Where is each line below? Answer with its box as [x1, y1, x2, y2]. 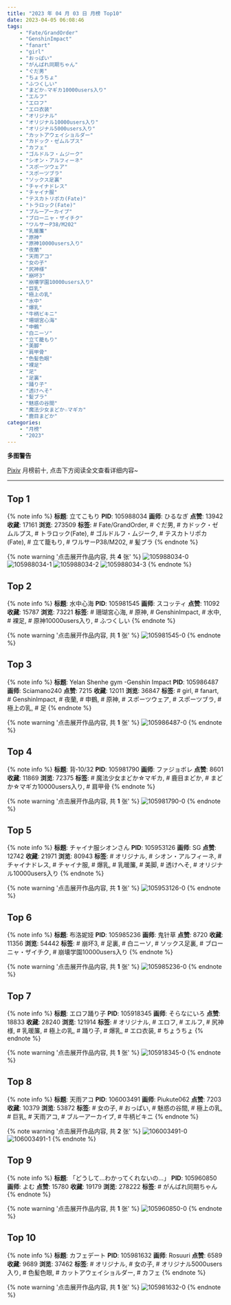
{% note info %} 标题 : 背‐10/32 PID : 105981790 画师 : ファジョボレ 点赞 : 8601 [7, 765, 223, 774]
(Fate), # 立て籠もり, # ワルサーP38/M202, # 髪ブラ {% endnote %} [7, 538, 199, 547]
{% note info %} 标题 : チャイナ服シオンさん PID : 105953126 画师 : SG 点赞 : [7, 844, 217, 852]
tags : [7, 23, 23, 30]
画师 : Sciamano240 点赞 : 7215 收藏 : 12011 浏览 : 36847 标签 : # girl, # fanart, [7, 686, 219, 694]
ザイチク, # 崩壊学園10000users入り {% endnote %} [25, 948, 173, 956]
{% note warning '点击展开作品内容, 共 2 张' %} [7, 1127, 141, 1135]
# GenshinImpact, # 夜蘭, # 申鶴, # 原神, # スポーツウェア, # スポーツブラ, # [7, 695, 222, 703]
